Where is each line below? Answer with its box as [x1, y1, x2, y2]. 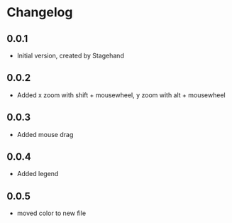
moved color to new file [16, 209, 87, 217]
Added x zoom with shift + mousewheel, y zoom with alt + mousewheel [16, 90, 226, 99]
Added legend [16, 170, 59, 178]
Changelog [6, 4, 73, 21]
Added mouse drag [16, 130, 74, 138]
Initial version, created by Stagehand [16, 51, 125, 60]
